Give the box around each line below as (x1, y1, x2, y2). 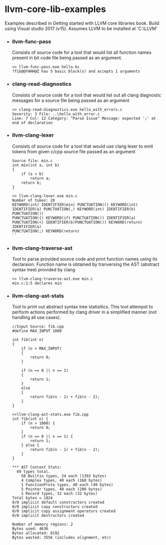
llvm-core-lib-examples (5, 4, 106, 15)
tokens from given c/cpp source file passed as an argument (12, 148, 136, 154)
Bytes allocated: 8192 (12, 531, 60, 536)
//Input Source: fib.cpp (12, 324, 64, 330)
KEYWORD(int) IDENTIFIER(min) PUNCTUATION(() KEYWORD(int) (12, 202, 138, 207)
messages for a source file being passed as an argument (12, 97, 130, 103)
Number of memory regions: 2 (12, 522, 73, 527)
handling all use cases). (12, 314, 61, 320)
